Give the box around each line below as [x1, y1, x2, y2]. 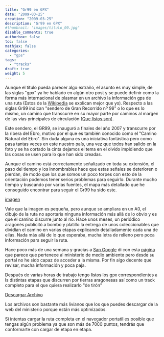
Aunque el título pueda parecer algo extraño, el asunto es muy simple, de [5, 84, 153, 90]
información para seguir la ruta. [5, 237, 69, 243]
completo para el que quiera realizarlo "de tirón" [5, 282, 103, 288]
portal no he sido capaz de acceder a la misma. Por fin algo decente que [5, 257, 152, 263]
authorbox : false [5, 35, 41, 40]
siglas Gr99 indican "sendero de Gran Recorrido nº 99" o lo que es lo [5, 105, 145, 111]
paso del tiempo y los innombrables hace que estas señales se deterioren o [5, 166, 158, 172]
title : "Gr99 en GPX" [5, 7, 49, 12]
